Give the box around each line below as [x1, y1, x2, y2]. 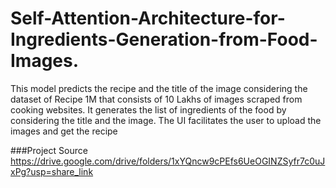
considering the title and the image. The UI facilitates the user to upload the [10, 114, 322, 126]
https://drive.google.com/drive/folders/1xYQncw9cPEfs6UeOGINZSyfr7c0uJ [10, 155, 326, 167]
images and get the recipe [10, 125, 118, 137]
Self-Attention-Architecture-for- [10, 7, 286, 30]
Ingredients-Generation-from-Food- [10, 28, 318, 51]
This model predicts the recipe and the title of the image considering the [10, 82, 308, 94]
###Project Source [10, 144, 88, 156]
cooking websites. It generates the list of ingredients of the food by [10, 103, 287, 116]
